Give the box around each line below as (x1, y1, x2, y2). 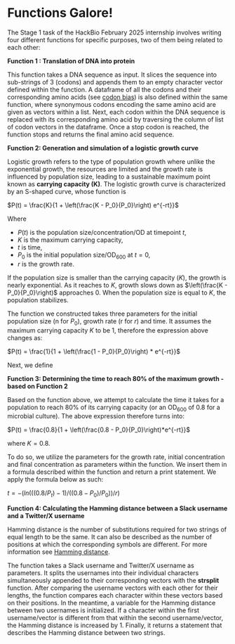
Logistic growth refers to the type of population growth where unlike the (7, 157, 215, 166)
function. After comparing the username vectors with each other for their (7, 584, 218, 592)
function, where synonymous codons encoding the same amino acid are (7, 100, 216, 108)
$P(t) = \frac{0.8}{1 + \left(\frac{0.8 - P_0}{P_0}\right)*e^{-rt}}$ (7, 425, 191, 434)
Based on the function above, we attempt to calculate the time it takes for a (7, 395, 224, 404)
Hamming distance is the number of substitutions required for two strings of (7, 525, 227, 534)
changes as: (7, 333, 43, 342)
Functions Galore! (7, 5, 114, 21)
